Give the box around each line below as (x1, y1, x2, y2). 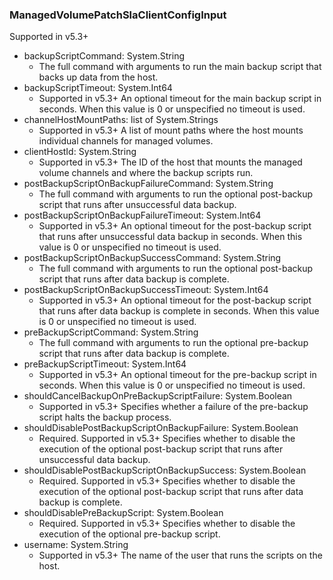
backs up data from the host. (38, 71, 159, 83)
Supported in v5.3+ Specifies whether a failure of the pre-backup (38, 401, 309, 413)
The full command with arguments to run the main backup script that (38, 61, 322, 73)
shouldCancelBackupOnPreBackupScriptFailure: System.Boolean (23, 390, 293, 402)
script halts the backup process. (38, 411, 172, 423)
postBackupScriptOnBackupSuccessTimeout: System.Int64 (23, 284, 269, 296)
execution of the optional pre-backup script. (38, 528, 221, 540)
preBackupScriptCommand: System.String (23, 326, 199, 338)
